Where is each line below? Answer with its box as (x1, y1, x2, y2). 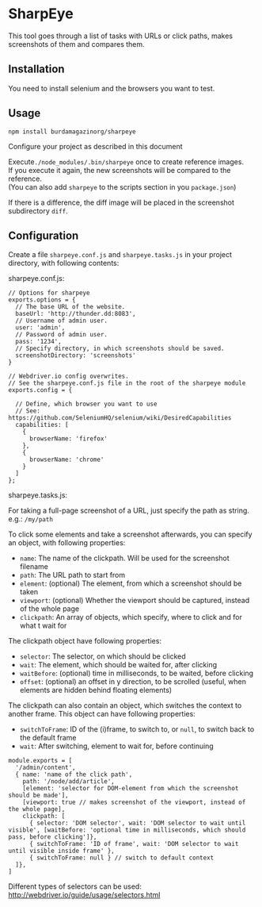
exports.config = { (8, 386, 73, 394)
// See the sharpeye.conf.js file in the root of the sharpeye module (8, 379, 246, 387)
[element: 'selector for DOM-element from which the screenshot (22, 785, 239, 793)
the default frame (19, 733, 77, 743)
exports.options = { (8, 296, 77, 304)
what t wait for (19, 621, 67, 631)
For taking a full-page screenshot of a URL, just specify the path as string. (8, 505, 249, 516)
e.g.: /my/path (8, 514, 54, 524)
